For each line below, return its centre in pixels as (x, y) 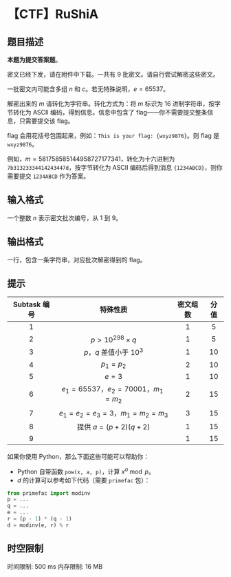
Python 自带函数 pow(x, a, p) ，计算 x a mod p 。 (86, 471)
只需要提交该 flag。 (46, 121)
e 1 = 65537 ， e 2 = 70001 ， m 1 (112, 390)
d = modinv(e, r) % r (38, 525)
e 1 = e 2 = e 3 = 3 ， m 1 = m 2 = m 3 (113, 413)
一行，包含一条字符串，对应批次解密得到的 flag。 (77, 260)
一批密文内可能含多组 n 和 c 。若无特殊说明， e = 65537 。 (88, 89)
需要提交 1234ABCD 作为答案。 (48, 176)
